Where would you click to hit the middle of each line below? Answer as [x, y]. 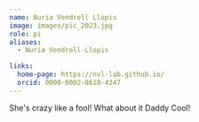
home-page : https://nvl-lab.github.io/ [91, 75]
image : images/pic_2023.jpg [61, 26]
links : [21, 66]
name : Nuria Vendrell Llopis [63, 17]
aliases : [25, 42]
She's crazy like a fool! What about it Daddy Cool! [100, 108]
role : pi [25, 34]
